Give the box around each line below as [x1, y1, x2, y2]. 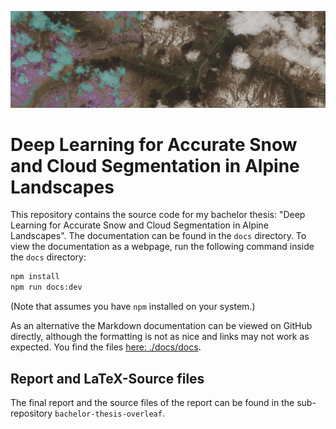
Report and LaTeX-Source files [10, 370, 205, 387]
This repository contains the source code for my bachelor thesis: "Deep [10, 209, 306, 221]
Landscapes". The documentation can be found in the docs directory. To [10, 230, 307, 242]
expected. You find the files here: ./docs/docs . [10, 341, 202, 353]
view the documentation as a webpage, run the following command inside [10, 241, 315, 253]
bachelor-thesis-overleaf [54, 409, 163, 420]
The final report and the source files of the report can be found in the [10, 397, 295, 409]
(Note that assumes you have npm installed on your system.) [10, 301, 256, 313]
